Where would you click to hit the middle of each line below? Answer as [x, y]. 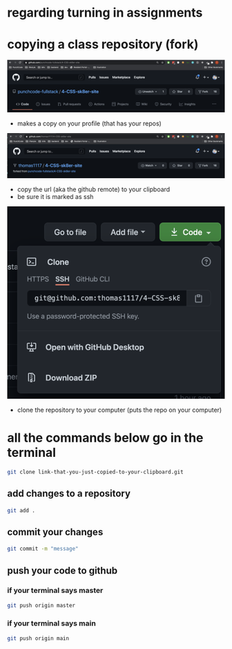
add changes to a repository [69, 494]
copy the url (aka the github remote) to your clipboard [94, 189]
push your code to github [62, 570]
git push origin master [41, 605]
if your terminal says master [55, 590]
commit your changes [55, 532]
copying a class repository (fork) [103, 45]
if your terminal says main [52, 623]
